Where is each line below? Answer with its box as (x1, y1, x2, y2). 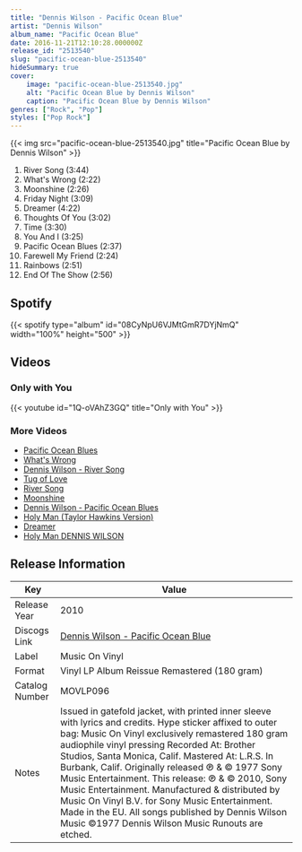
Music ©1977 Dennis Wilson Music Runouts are (60, 817, 263, 830)
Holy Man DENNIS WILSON (22, 530, 125, 541)
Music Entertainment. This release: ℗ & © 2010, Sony (60, 772, 288, 785)
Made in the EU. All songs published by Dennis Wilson (60, 805, 288, 818)
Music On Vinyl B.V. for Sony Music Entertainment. (60, 795, 272, 807)
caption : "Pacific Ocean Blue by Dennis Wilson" (26, 96, 211, 106)
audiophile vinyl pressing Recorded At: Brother (60, 738, 256, 751)
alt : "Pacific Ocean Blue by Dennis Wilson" (26, 88, 195, 97)
